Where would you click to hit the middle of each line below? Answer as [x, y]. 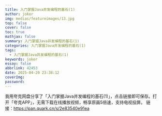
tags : [10, 50]
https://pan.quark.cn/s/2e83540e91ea [52, 108]
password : [15, 82]
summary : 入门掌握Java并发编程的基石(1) [42, 41]
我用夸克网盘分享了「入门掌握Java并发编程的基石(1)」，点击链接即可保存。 [79, 96]
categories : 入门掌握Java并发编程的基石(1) [45, 46]
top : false [16, 23]
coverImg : [15, 77]
